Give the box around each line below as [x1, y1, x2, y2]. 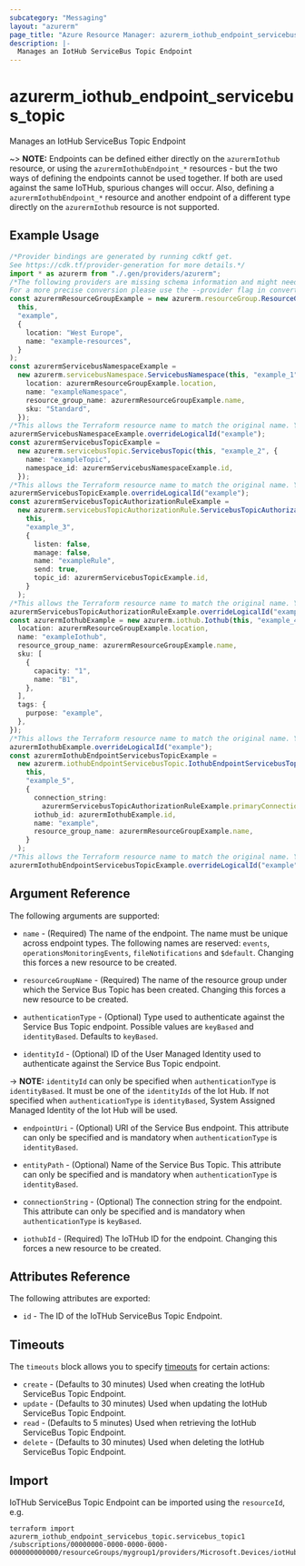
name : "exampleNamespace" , [25, 387, 128, 397]
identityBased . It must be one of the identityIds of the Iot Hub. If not [9, 1085, 270, 1096]
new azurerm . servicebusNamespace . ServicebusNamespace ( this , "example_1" [17, 370, 299, 380]
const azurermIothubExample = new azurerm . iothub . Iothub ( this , [9, 616, 254, 625]
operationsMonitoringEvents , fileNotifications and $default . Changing [22, 947, 294, 958]
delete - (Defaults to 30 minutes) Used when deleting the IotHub [22, 1437, 265, 1448]
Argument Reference [9, 886, 131, 901]
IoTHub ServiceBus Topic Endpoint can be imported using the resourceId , [9, 1497, 286, 1508]
